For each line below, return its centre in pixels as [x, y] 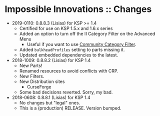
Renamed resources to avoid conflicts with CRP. [69, 70]
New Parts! [31, 65]
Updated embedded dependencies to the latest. [69, 55]
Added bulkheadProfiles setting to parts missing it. [72, 49]
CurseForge [39, 86]
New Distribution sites [42, 81]
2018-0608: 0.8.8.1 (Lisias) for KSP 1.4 [51, 97]
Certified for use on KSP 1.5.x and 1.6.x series [66, 28]
